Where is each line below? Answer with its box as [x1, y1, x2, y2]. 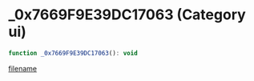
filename [8, 63, 38, 73]
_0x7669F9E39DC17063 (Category [8, 6, 246, 24]
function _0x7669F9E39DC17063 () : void [8, 49, 138, 57]
